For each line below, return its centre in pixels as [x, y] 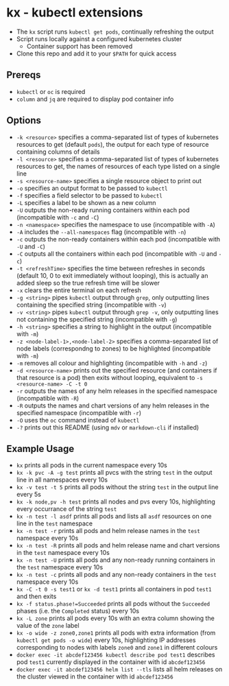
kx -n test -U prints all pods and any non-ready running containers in [116, 560]
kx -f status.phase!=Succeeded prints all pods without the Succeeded [113, 604]
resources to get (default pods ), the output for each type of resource [112, 144]
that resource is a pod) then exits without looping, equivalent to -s [109, 377]
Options [24, 120]
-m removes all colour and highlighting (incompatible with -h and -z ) [112, 363]
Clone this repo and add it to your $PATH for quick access [96, 54]
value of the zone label [48, 626]
